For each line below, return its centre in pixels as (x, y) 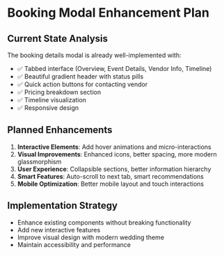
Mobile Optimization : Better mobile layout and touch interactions (110, 184)
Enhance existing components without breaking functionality (104, 222)
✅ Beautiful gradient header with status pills (80, 77)
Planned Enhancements (60, 130)
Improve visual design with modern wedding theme (91, 237)
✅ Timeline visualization (52, 100)
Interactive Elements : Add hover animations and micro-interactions (114, 147)
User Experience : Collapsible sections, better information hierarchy (114, 169)
